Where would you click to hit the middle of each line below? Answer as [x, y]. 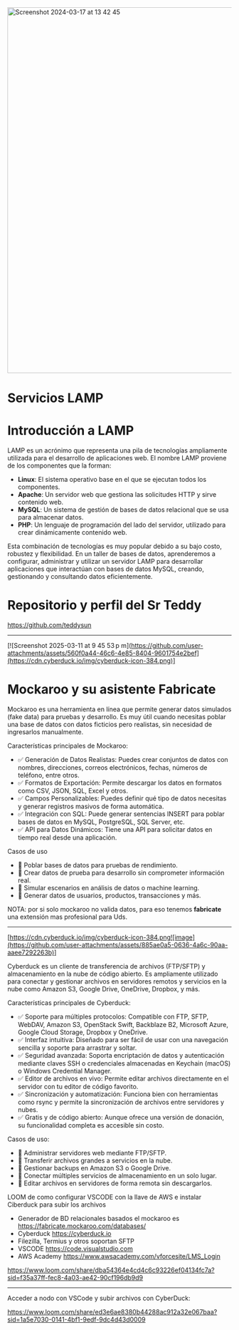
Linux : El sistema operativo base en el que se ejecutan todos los [112, 480]
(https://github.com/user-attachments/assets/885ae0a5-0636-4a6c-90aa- [118, 945]
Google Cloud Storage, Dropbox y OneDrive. [83, 1032]
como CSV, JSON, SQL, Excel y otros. [73, 791]
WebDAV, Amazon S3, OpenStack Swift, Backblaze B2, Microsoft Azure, [123, 1025]
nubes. [28, 1110]
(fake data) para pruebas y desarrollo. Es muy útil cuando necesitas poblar [117, 717]
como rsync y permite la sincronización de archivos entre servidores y [121, 1102]
